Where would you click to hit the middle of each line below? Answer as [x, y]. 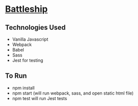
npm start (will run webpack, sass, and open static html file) [73, 93]
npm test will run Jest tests [40, 98]
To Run [16, 76]
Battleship [26, 9]
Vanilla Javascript [30, 39]
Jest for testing [28, 60]
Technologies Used [35, 27]
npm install [23, 88]
